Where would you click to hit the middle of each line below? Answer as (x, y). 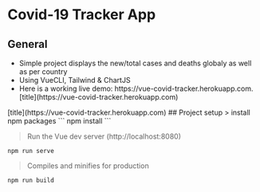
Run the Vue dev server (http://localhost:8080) (104, 136)
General (28, 44)
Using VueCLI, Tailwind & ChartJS (75, 80)
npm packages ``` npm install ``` (59, 121)
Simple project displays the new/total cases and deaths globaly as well (135, 63)
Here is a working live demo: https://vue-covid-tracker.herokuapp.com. (136, 88)
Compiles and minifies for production (88, 166)
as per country (43, 72)
